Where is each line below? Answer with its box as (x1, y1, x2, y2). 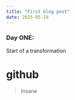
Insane (20, 87, 37, 95)
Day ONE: (6, 34, 34, 42)
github (6, 67, 40, 81)
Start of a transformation (6, 47, 66, 54)
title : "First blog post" (6, 8, 70, 15)
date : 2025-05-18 (6, 14, 49, 20)
